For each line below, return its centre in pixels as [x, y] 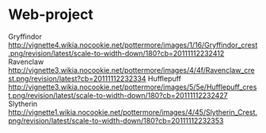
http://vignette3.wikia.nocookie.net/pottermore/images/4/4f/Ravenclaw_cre [131, 70]
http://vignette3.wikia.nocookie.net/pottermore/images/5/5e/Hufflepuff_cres [133, 87]
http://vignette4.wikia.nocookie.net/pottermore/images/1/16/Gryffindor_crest [133, 44]
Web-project [51, 15]
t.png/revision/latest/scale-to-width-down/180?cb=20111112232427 [118, 95]
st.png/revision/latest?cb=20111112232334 [77, 78]
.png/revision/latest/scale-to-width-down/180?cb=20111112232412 [116, 53]
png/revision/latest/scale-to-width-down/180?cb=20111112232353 [116, 120]
